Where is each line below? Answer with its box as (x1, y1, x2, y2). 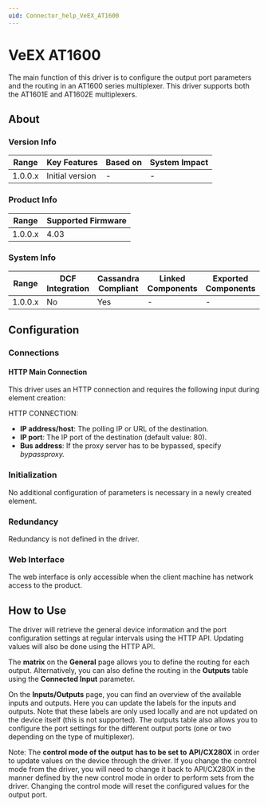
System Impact (149, 157, 209, 168)
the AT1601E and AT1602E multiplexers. (8, 89, 138, 99)
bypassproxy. (19, 450, 65, 459)
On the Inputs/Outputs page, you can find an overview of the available (8, 690, 242, 699)
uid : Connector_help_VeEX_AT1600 (8, 11, 120, 20)
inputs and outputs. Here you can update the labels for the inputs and (8, 699, 237, 708)
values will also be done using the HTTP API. (8, 642, 156, 652)
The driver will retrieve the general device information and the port (8, 625, 227, 635)
